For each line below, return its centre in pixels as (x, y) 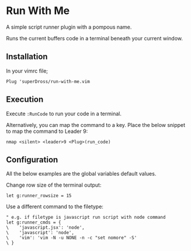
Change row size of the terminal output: (54, 185)
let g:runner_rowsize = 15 (39, 196)
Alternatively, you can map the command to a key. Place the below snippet (96, 125)
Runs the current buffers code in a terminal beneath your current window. (94, 38)
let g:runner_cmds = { (34, 223)
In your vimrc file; (27, 71)
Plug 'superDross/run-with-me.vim (48, 81)
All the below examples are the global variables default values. (81, 174)
